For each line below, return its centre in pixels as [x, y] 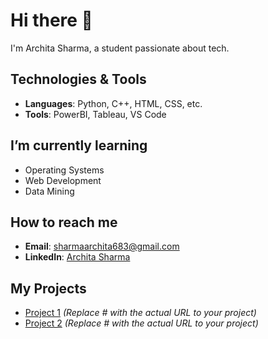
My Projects [48, 288]
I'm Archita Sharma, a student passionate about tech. [120, 48]
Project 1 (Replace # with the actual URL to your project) [140, 313]
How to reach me [64, 222]
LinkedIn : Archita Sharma [77, 257]
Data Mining [49, 191]
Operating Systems [64, 170]
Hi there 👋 [51, 20]
